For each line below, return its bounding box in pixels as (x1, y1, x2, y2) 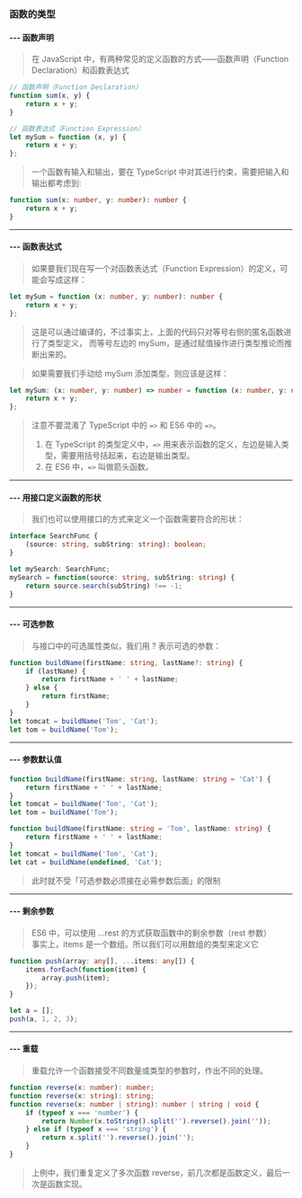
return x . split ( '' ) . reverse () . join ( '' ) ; (41, 1133, 195, 1142)
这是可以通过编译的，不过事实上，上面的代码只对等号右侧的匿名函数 (31, 326, 284, 337)
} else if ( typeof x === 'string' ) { (25, 1125, 167, 1134)
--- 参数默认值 (9, 754, 62, 765)
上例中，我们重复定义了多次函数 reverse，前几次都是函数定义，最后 (31, 1167, 283, 1178)
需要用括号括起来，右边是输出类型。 (60, 450, 195, 461)
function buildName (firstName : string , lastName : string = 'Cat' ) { (9, 775, 271, 784)
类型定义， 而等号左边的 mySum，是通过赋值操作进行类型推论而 (47, 337, 285, 348)
